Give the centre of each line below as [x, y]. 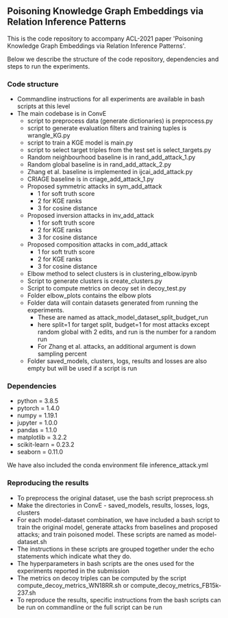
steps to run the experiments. [49, 66]
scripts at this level [43, 106]
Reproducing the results [48, 483]
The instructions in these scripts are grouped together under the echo [115, 549]
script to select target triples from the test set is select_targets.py [119, 150]
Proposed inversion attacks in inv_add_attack [91, 216]
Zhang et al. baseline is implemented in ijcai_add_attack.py [110, 172]
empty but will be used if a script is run [82, 369]
